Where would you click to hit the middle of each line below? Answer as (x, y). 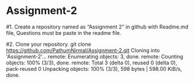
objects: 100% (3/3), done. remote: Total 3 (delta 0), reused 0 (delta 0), (92, 63)
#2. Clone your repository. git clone (49, 44)
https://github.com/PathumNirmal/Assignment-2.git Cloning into (83, 50)
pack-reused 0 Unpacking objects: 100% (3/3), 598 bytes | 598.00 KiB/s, (94, 68)
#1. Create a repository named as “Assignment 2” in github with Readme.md (97, 27)
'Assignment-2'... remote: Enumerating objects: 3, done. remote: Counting (95, 56)
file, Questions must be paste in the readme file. (64, 33)
